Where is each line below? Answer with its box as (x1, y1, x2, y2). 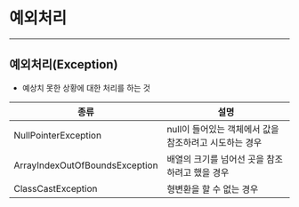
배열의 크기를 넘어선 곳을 (166, 153, 264, 165)
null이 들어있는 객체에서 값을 (166, 123, 279, 135)
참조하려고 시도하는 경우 (166, 136, 263, 148)
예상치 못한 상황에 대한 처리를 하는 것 (21, 82, 151, 93)
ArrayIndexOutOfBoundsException (13, 159, 158, 171)
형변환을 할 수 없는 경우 (166, 183, 259, 195)
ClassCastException (13, 182, 98, 195)
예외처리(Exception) (9, 57, 118, 72)
